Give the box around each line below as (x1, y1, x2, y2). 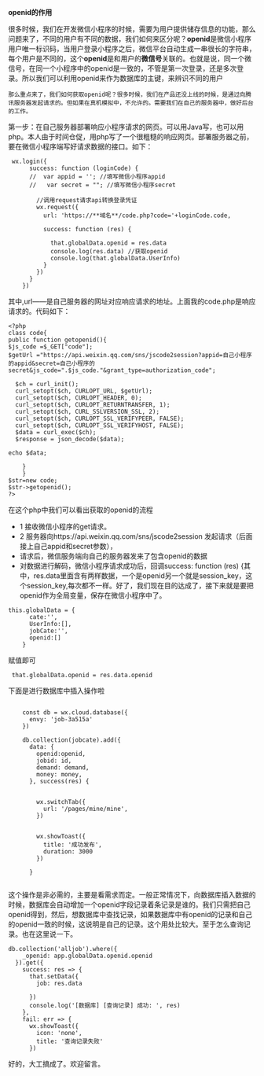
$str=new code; (8, 477, 58, 485)
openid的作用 (8, 8, 53, 17)
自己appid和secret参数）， (33, 542, 118, 551)
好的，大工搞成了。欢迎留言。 (8, 1059, 104, 1068)
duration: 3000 (42, 848, 93, 856)
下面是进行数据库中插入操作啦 (8, 686, 104, 695)
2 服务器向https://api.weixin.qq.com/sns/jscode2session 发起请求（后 (19, 532, 246, 541)
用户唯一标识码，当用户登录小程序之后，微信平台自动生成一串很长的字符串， (8, 44, 256, 53)
